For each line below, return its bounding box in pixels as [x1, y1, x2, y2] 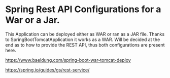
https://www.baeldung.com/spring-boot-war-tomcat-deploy [5, 57, 131, 63]
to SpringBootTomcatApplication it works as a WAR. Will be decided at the [5, 36, 160, 43]
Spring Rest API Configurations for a [5, 4, 161, 15]
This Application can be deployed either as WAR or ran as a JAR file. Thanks [5, 31, 165, 37]
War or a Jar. [5, 14, 60, 26]
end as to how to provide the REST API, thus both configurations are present [5, 42, 165, 48]
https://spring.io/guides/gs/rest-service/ [5, 67, 90, 73]
